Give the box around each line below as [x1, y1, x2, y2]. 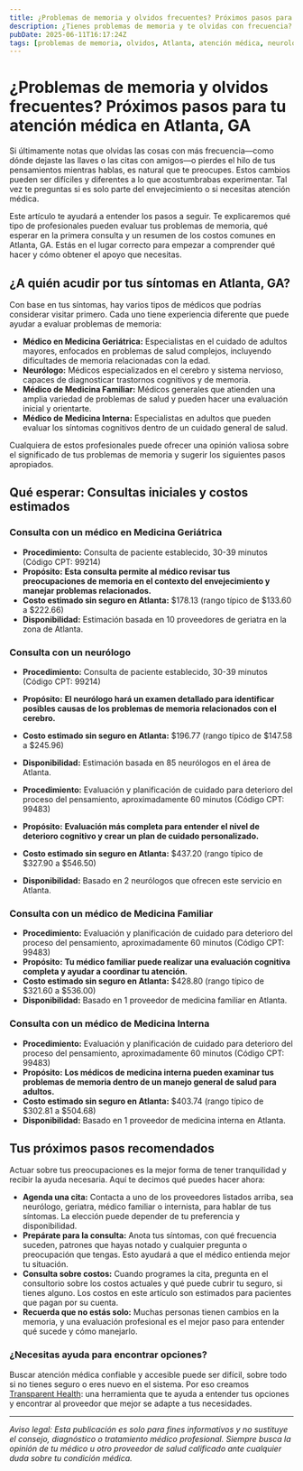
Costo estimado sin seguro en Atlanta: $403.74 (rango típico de [22, 1096, 264, 1106]
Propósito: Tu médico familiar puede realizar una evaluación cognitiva [22, 957, 291, 967]
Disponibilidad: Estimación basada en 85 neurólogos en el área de [22, 757, 271, 768]
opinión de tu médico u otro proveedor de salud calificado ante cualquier [9, 1443, 282, 1454]
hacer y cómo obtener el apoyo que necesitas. [9, 249, 182, 260]
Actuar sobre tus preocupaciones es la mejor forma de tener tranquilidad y [9, 1165, 287, 1176]
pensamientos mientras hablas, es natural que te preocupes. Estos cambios [9, 164, 290, 176]
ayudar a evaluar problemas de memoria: [9, 319, 162, 329]
